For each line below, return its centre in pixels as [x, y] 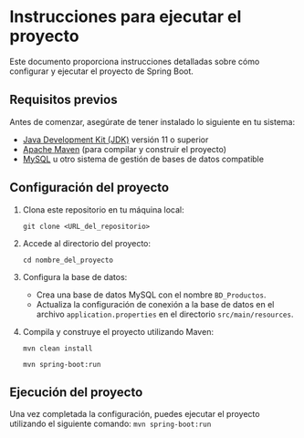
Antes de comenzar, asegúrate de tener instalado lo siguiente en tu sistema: [152, 121]
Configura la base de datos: [75, 276]
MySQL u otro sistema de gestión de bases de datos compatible [143, 159]
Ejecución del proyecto [76, 392]
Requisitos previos [63, 100]
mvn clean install [58, 349]
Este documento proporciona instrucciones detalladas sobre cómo [135, 61]
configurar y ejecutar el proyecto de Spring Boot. [102, 71]
